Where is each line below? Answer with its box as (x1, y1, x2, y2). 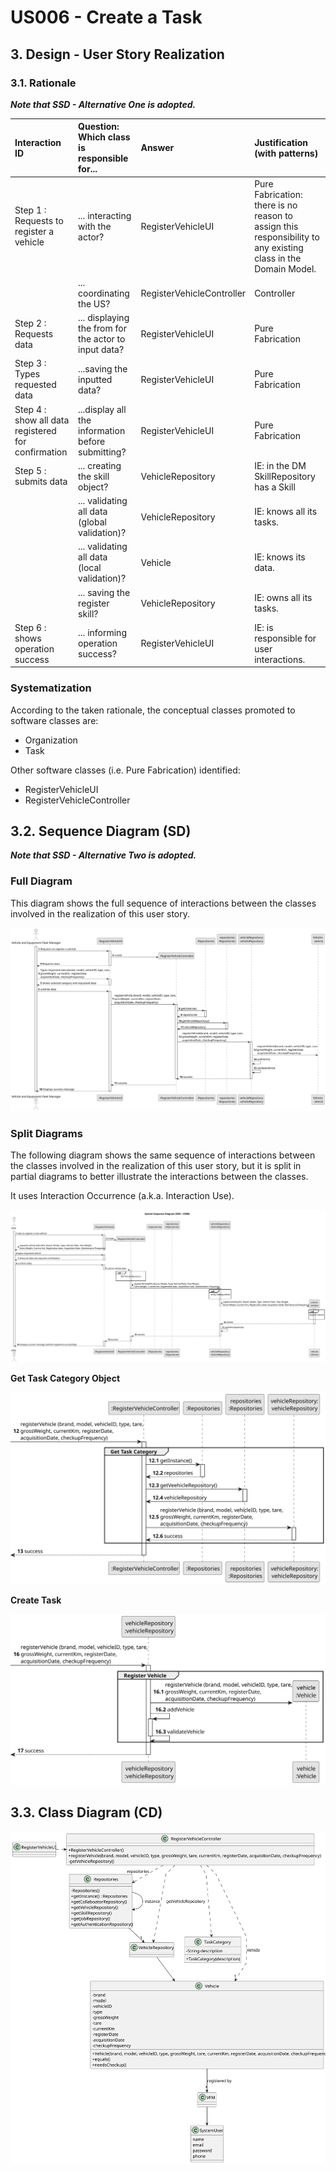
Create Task (10, 1594, 62, 1606)
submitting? (78, 446, 127, 458)
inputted (78, 373, 113, 385)
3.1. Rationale (10, 76, 77, 90)
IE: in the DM (254, 459, 307, 471)
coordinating (78, 287, 130, 299)
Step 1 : (14, 204, 47, 216)
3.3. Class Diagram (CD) (10, 1804, 163, 1821)
